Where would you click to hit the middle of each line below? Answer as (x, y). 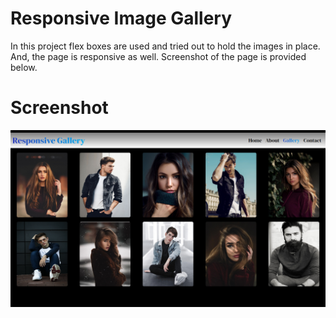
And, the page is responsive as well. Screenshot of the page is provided (158, 56)
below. (24, 67)
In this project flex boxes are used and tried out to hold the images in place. (165, 46)
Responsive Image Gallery (121, 18)
